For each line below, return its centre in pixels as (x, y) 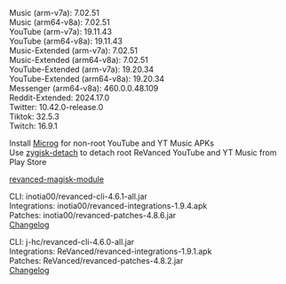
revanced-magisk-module (57, 179)
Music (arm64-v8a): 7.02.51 (60, 22)
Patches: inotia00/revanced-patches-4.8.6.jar (93, 215)
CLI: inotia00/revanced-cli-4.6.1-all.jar (79, 196)
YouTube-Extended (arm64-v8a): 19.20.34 (87, 79)
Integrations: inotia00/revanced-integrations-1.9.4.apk (108, 206)
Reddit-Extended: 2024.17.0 (60, 98)
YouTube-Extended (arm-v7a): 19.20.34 (81, 69)
